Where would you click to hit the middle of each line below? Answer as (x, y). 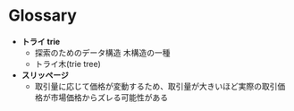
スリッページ (45, 75)
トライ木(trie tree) (68, 64)
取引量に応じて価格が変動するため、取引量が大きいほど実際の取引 (156, 86)
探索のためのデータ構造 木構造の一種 (102, 52)
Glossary (43, 16)
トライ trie (41, 41)
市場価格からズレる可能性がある (109, 97)
